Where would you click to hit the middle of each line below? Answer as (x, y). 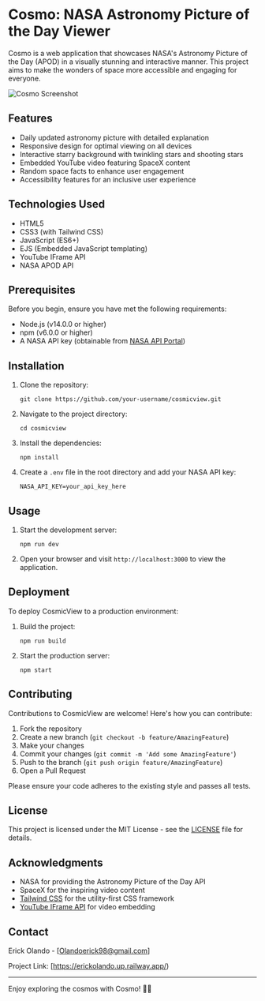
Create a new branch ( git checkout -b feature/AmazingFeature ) (124, 737)
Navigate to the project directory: (73, 414)
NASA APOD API (47, 265)
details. (20, 838)
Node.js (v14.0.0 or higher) (63, 324)
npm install (39, 458)
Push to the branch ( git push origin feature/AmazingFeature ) (121, 762)
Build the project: (47, 626)
